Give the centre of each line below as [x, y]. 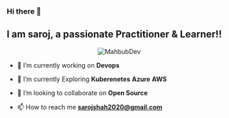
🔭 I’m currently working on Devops [68, 65]
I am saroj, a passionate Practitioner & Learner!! [114, 34]
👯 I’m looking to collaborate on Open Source [82, 92]
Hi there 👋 [24, 11]
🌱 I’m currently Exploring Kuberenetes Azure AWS [92, 79]
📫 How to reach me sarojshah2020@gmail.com [90, 107]
